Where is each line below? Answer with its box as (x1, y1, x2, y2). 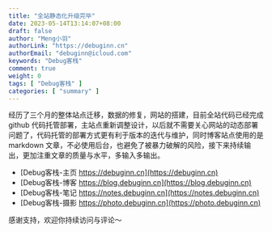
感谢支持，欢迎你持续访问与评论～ (8, 215, 122, 225)
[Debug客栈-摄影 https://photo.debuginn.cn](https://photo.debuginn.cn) (19, 198, 261, 208)
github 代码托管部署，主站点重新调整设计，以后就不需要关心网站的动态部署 (8, 120, 259, 130)
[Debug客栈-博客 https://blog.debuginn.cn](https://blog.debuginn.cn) (19, 178, 253, 188)
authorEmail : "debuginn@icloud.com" (8, 49, 132, 57)
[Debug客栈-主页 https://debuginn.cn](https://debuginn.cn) (19, 167, 219, 178)
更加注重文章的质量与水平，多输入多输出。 (22, 150, 164, 160)
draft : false (8, 27, 53, 35)
